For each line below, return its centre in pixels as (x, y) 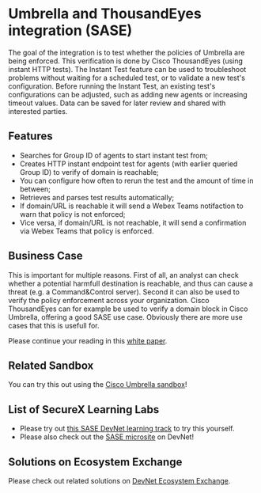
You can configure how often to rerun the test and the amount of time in (136, 180)
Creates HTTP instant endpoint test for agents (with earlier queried (129, 164)
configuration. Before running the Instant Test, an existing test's (112, 86)
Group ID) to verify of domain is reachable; (89, 172)
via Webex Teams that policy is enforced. (87, 231)
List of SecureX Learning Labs (84, 410)
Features (30, 137)
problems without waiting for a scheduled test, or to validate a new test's (127, 78)
